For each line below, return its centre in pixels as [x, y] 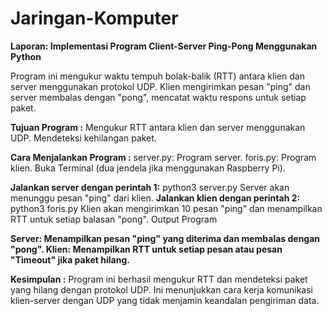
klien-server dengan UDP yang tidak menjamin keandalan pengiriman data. [165, 300]
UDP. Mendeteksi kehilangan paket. [83, 138]
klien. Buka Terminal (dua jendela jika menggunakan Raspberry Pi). [148, 168]
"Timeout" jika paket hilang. [70, 259]
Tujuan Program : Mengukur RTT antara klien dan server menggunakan [158, 127]
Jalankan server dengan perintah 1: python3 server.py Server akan [150, 187]
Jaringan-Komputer [94, 18]
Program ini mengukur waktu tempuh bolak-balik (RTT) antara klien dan [157, 76]
